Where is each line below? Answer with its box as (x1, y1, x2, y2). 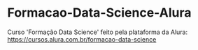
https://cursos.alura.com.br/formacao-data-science (7, 35, 157, 43)
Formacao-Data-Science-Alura (7, 5, 192, 21)
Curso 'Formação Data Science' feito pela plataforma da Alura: (7, 28, 188, 36)
